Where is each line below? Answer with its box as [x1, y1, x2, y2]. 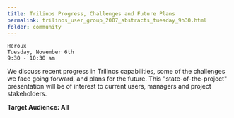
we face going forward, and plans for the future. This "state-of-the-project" [7, 74, 228, 83]
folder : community [7, 23, 62, 30]
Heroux [7, 43, 27, 50]
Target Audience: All [7, 103, 69, 112]
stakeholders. [7, 89, 47, 98]
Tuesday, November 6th [7, 48, 74, 56]
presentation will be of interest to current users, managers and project [7, 82, 212, 91]
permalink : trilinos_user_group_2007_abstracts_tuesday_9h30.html [7, 17, 207, 24]
